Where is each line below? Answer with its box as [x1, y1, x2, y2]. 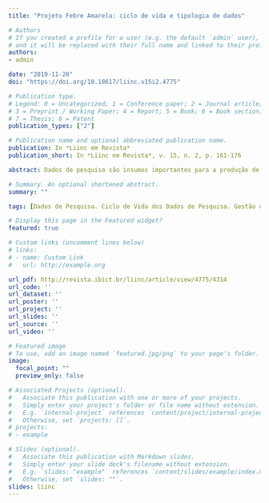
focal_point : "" [15, 364, 70, 372]
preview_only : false [15, 372, 84, 380]
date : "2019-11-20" [8, 70, 74, 78]
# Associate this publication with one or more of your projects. [8, 393, 242, 401]
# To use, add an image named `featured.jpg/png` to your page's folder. [8, 349, 260, 357]
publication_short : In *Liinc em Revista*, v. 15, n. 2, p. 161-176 [8, 151, 242, 159]
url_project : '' [8, 305, 62, 313]
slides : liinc [8, 482, 56, 491]
